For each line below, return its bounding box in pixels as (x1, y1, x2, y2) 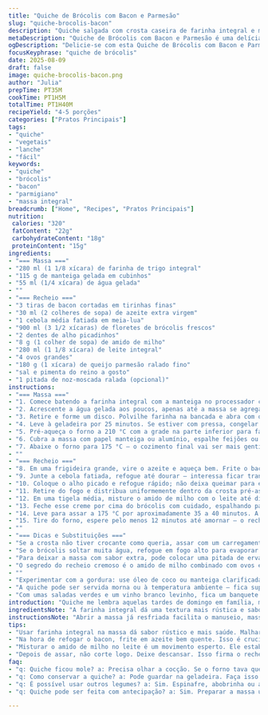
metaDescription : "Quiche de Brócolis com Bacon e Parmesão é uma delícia (8, 34, 262, 42)
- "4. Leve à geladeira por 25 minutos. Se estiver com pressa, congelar (8, 420, 259, 428)
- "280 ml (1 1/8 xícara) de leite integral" (8, 346, 162, 354)
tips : (8, 621, 26, 629)
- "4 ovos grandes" (8, 353, 73, 362)
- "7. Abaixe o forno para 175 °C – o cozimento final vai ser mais (8, 443, 241, 451)
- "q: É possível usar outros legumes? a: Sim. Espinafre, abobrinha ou (8, 680, 255, 688)
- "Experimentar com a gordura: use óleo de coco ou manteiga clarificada (8, 576, 262, 584)
